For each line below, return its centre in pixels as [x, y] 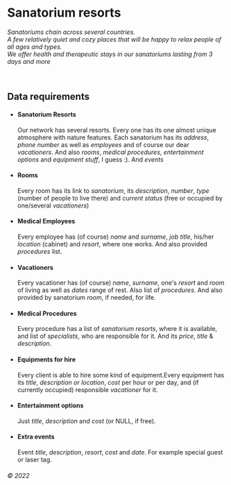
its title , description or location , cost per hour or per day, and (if [108, 382]
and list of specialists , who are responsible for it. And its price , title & [115, 336]
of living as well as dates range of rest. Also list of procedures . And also [120, 290]
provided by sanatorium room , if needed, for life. [86, 298]
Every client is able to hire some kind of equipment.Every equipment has [121, 375]
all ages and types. [35, 46]
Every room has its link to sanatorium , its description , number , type [113, 190]
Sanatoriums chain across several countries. [71, 32]
